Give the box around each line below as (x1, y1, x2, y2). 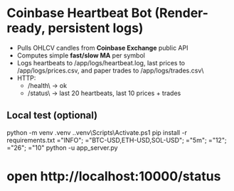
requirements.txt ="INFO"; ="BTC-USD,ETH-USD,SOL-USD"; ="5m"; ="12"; (6, 136, 227, 144)
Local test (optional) (6, 109, 98, 121)
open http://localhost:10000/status (6, 168, 221, 184)
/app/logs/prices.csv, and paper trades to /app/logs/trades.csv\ (16, 66, 204, 75)
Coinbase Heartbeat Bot (6, 5, 152, 21)
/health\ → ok (27, 81, 68, 89)
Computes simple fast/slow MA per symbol (16, 51, 145, 60)
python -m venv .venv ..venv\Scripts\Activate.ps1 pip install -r (6, 128, 188, 136)
